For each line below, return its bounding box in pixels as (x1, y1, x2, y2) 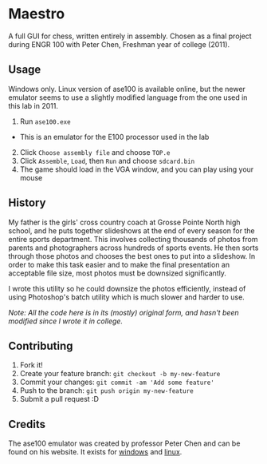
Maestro (8, 5, 65, 23)
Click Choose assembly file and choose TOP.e (19, 147, 171, 157)
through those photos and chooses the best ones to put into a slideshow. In (8, 251, 256, 260)
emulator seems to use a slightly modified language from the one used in (8, 93, 248, 102)
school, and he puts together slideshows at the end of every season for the (8, 225, 255, 236)
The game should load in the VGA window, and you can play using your (19, 165, 254, 174)
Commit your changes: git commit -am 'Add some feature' (19, 377, 215, 387)
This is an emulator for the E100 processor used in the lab (19, 132, 210, 141)
